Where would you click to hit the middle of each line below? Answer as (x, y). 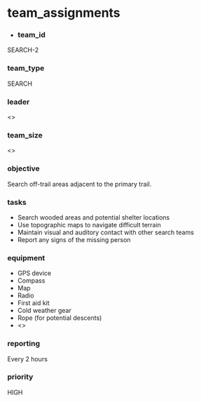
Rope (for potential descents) (60, 318)
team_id (31, 35)
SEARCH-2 (23, 50)
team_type (26, 68)
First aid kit (34, 303)
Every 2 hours (27, 359)
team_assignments (64, 13)
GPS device (34, 273)
